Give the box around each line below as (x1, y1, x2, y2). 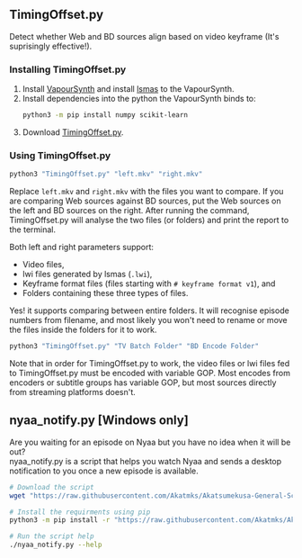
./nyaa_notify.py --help (9, 540, 102, 550)
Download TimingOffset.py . (22, 126, 124, 138)
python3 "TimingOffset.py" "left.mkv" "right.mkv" (9, 170, 203, 179)
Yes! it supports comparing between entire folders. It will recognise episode (9, 305, 289, 316)
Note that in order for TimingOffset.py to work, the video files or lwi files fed (9, 358, 290, 369)
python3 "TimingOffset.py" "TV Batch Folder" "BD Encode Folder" (9, 342, 259, 351)
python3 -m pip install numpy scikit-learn (22, 111, 189, 120)
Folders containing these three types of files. (22, 288, 189, 299)
